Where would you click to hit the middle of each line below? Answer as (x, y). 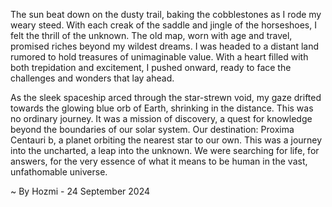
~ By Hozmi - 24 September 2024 (80, 191)
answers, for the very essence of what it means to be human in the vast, (159, 161)
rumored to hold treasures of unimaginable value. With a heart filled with (159, 57)
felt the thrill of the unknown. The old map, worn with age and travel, (151, 35)
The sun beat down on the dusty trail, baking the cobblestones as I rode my (166, 14)
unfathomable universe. (59, 172)
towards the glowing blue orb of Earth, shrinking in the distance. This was (162, 108)
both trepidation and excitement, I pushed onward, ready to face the (151, 67)
